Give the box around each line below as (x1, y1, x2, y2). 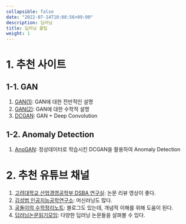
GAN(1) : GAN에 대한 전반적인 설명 (14, 98, 94, 105)
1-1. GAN (6, 82, 38, 92)
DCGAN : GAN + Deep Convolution (14, 112, 98, 119)
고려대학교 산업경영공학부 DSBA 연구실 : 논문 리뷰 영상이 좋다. (14, 189, 156, 196)
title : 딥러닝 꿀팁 (6, 25, 48, 31)
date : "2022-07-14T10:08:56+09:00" (6, 14, 94, 20)
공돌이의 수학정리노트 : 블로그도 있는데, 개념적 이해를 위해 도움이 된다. (14, 204, 174, 211)
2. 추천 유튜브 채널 (6, 169, 90, 182)
